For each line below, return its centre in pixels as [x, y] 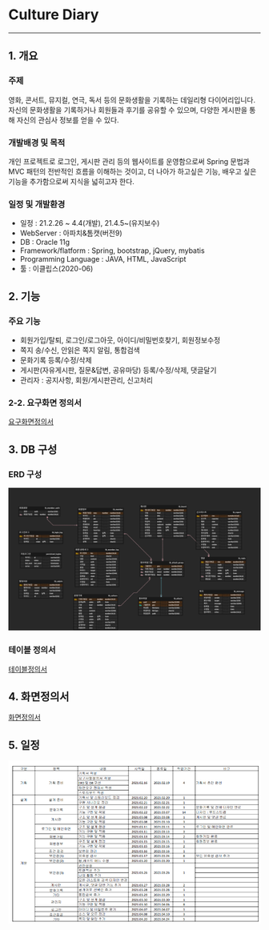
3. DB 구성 [33, 449]
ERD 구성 [25, 474]
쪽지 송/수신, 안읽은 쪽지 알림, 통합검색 [80, 350]
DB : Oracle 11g [45, 243]
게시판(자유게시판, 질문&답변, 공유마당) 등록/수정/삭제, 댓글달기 [118, 370]
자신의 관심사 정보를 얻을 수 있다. [68, 120]
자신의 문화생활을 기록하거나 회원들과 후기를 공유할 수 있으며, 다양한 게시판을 [128, 110]
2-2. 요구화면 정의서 [45, 403]
